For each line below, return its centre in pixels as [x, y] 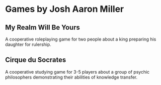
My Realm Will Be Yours [43, 27]
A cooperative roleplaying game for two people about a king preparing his [81, 39]
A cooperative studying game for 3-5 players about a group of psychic [78, 72]
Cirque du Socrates [36, 60]
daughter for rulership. [28, 44]
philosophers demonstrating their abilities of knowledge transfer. [71, 77]
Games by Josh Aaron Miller [65, 9]
